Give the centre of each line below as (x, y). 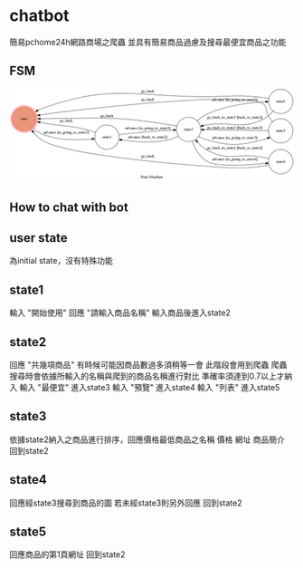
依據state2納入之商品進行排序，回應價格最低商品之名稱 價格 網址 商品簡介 (147, 439)
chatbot (39, 16)
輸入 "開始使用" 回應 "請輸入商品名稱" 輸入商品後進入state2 (120, 313)
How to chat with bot (69, 207)
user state (38, 238)
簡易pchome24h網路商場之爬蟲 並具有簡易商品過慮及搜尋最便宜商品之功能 (148, 42)
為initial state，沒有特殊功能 (61, 261)
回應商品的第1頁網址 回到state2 (67, 554)
